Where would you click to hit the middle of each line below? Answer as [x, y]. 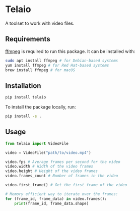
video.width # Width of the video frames [49, 167]
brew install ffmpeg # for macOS [40, 70]
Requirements [28, 39]
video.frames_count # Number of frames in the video [62, 176]
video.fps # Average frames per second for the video [63, 162]
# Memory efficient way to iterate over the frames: [62, 194]
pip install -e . [23, 116]
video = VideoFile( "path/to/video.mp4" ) [48, 152]
